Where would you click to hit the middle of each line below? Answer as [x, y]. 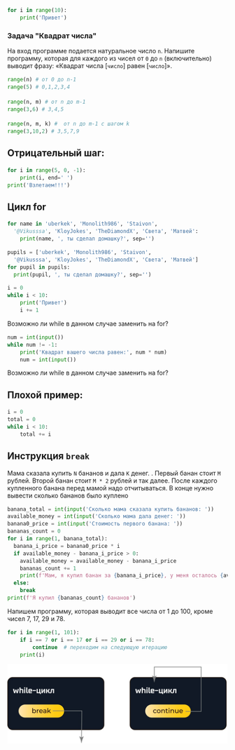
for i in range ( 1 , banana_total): [58, 539]
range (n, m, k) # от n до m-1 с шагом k [69, 124]
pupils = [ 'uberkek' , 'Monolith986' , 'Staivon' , [79, 252]
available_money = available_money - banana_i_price [98, 561]
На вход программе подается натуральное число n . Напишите [101, 51]
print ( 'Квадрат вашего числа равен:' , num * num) [94, 352]
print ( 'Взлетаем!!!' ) [39, 185]
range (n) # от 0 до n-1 [42, 80]
